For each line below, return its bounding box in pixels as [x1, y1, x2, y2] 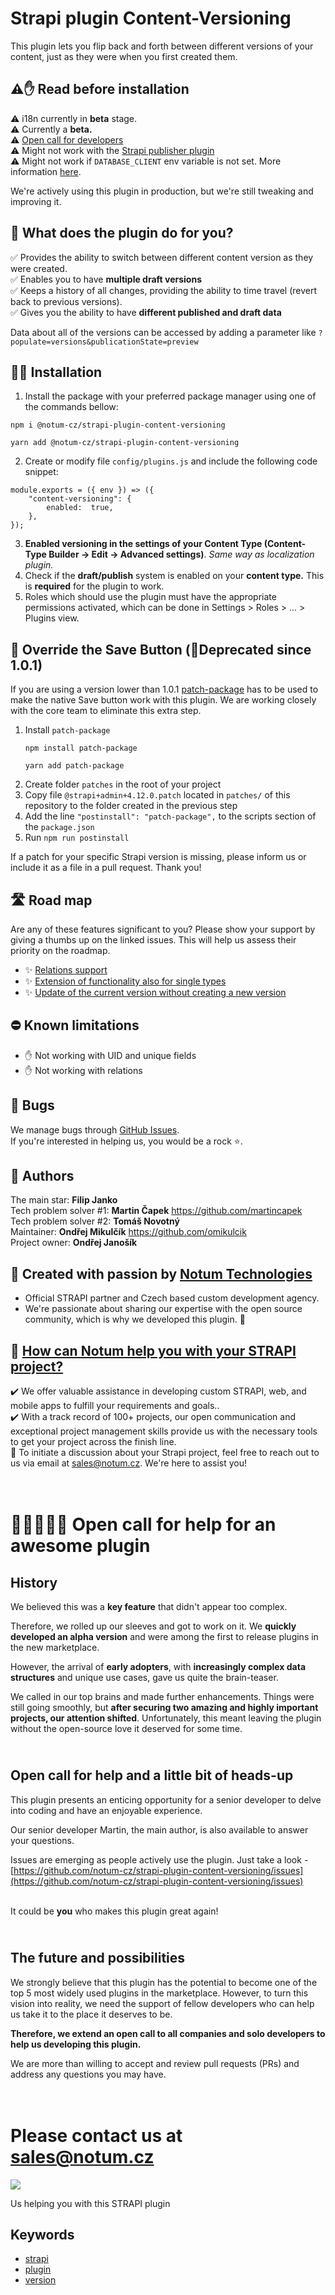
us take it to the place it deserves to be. [10, 2008, 173, 2020]
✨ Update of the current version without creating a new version [24, 987, 287, 998]
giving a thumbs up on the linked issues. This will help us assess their [10, 934, 297, 946]
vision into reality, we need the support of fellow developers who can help [10, 1997, 315, 2009]
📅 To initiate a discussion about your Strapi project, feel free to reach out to [10, 1447, 320, 1459]
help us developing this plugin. [10, 2038, 142, 2050]
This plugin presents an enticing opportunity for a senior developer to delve [10, 1793, 322, 1806]
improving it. [10, 195, 62, 207]
